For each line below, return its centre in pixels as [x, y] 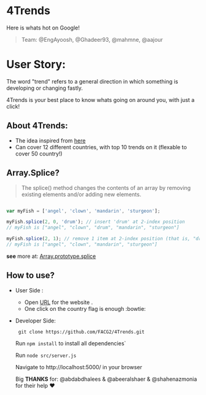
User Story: [36, 65]
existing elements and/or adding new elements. [81, 194]
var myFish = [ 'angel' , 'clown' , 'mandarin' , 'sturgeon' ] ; [83, 211]
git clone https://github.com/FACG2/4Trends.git [82, 332]
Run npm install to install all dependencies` [71, 343]
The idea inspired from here [50, 140]
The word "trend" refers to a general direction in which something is [92, 81]
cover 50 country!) [39, 154]
